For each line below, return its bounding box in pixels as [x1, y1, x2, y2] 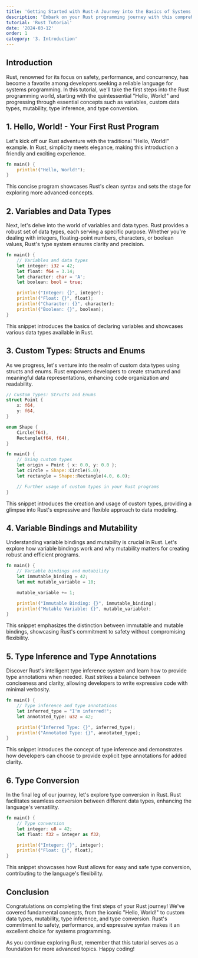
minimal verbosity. [6, 686, 51, 693]
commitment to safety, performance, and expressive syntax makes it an [6, 921, 180, 928]
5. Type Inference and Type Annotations [6, 651, 157, 661]
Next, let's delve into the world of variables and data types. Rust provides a [6, 222, 189, 229]
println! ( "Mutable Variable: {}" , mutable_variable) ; [16, 606, 151, 612]
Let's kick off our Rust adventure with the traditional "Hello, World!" [6, 137, 170, 144]
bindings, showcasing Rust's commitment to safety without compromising [6, 628, 186, 635]
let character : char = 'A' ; [16, 274, 85, 280]
